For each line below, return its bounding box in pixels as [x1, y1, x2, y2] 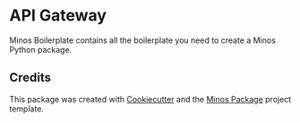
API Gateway [9, 5, 107, 26]
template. [9, 103, 45, 114]
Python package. [9, 44, 73, 54]
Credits [9, 70, 52, 86]
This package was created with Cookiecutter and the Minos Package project [9, 94, 292, 104]
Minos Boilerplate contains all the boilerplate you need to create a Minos [9, 35, 276, 45]
